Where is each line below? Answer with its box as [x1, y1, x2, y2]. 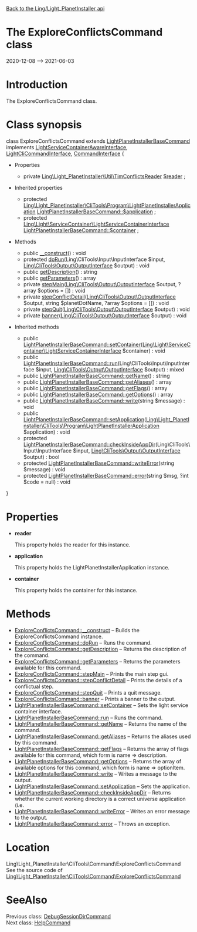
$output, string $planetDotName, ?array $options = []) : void [23, 299, 169, 306]
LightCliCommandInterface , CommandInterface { [6, 150, 124, 157]
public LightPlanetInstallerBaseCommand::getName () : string [23, 372, 170, 379]
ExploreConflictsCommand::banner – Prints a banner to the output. [14, 695, 176, 702]
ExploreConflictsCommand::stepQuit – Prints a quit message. [14, 689, 162, 696]
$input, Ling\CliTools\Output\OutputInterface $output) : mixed [35, 366, 185, 373]
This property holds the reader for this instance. [14, 541, 131, 548]
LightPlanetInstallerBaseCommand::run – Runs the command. [14, 714, 163, 721]
